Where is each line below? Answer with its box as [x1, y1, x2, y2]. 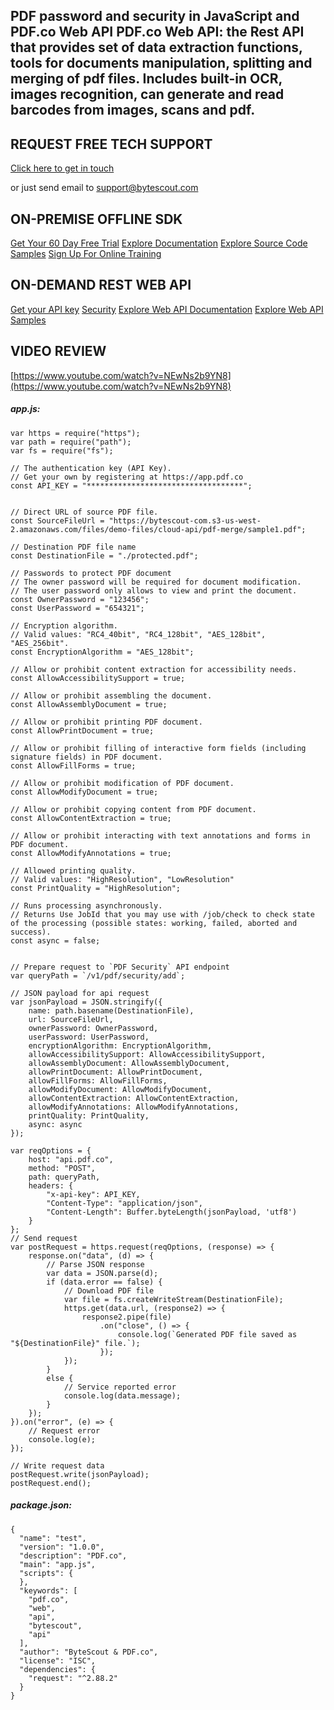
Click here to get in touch [10, 162, 115, 174]
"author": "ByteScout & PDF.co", [19, 1647, 159, 1657]
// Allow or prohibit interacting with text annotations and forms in [10, 830, 311, 841]
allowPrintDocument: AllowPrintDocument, [28, 1067, 203, 1077]
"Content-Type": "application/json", [46, 1198, 203, 1208]
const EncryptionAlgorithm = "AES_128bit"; [10, 647, 195, 657]
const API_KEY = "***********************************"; [10, 480, 253, 491]
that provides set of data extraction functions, [10, 39, 303, 56]
